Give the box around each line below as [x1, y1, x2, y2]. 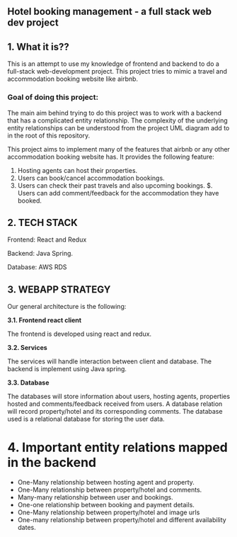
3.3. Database [7, 378, 50, 387]
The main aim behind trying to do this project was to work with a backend [7, 108, 221, 117]
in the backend [7, 455, 97, 470]
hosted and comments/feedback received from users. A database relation [7, 400, 223, 408]
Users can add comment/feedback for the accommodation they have [17, 188, 219, 197]
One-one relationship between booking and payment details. [17, 501, 195, 509]
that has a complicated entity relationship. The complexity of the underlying [7, 116, 228, 125]
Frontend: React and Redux [7, 235, 87, 244]
